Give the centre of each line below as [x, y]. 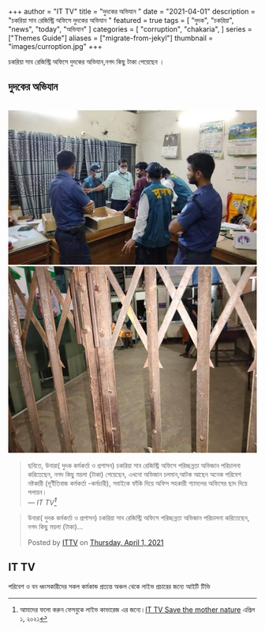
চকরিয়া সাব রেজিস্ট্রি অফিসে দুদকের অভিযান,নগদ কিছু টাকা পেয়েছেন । [86, 62]
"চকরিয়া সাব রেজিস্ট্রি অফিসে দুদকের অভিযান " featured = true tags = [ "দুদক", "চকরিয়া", [121, 20]
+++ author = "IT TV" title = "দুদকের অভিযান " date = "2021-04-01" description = [132, 11]
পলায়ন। [37, 492]
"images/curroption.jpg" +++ [55, 46]
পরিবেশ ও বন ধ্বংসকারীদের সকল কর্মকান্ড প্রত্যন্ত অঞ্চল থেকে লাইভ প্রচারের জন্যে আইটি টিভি [109, 586]
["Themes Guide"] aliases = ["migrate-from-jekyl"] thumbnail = [111, 38]
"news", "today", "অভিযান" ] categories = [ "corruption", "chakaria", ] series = [130, 29]
